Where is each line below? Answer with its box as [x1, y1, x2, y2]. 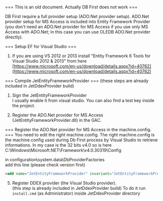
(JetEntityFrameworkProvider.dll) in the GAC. [12, 117, 102, 123]
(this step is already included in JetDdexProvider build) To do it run [12, 185, 146, 191]
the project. [12, 103, 35, 108]
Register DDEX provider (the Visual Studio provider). [12, 180, 117, 186]
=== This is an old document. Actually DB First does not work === [5, 4, 138, 10]
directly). [5, 34, 23, 40]
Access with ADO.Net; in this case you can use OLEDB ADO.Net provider [5, 29, 150, 34]
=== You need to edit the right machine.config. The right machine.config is [5, 132, 155, 137]
